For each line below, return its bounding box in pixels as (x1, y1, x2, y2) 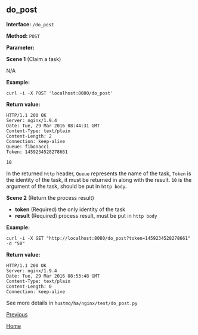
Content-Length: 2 (6, 133, 52, 139)
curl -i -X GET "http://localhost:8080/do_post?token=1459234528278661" (6, 235, 191, 241)
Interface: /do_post (6, 20, 54, 28)
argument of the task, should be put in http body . (6, 182, 127, 190)
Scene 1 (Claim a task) (6, 55, 61, 62)
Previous (6, 310, 28, 318)
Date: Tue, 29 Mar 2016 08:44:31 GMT (6, 123, 100, 129)
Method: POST (6, 32, 40, 39)
